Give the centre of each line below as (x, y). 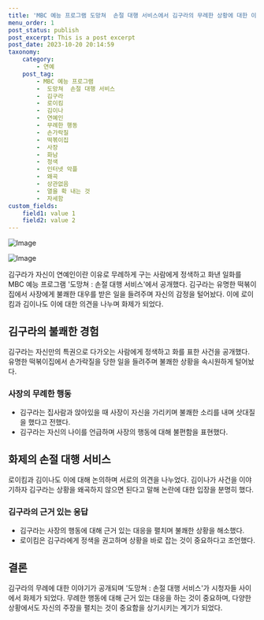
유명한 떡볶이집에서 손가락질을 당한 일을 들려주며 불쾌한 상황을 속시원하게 (121, 361)
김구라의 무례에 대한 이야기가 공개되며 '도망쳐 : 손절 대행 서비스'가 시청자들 (123, 588)
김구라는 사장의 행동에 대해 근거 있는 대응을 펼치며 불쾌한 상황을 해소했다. (132, 531)
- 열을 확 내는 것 (63, 191)
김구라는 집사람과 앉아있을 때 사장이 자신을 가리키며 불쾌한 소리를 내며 (127, 412)
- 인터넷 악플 (57, 169)
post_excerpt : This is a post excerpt (72, 37)
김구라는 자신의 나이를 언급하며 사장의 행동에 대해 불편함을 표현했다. (124, 432)
